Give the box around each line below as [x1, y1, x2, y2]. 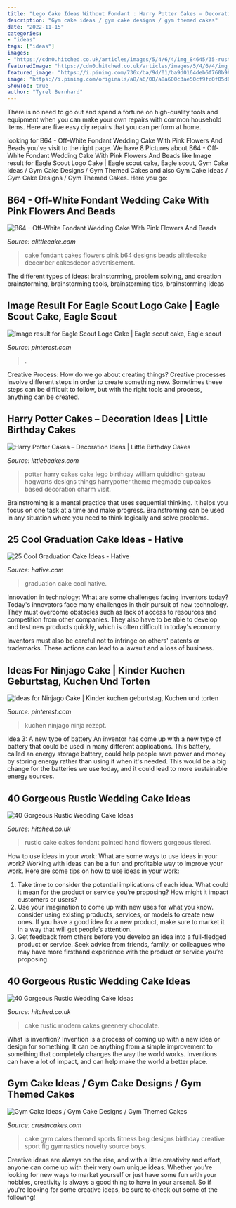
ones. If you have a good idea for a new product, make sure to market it [17, 918, 225, 926]
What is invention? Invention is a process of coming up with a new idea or [7, 1035, 221, 1043]
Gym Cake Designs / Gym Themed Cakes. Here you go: [7, 173, 169, 183]
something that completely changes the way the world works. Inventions [7, 1049, 218, 1058]
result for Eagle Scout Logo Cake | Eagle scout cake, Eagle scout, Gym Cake [7, 159, 228, 167]
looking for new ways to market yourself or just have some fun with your [7, 1170, 217, 1179]
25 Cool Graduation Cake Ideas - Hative [7, 533, 184, 545]
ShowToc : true [7, 82, 49, 89]
